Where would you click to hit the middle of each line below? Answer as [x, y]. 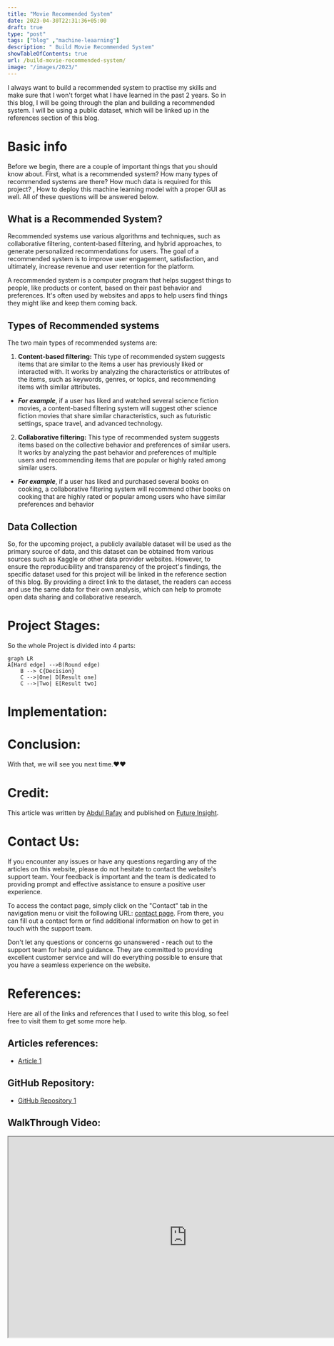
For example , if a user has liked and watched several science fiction [118, 401]
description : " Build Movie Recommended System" [81, 47]
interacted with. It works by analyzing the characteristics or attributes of [124, 372]
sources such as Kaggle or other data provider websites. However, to [109, 559]
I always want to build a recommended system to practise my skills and [112, 87]
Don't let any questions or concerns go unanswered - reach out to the [110, 942]
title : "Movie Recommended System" [60, 14]
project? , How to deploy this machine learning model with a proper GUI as [117, 189]
